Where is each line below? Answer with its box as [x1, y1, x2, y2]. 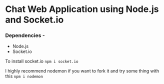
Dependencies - [5, 32, 45, 39]
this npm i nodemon [5, 73, 43, 79]
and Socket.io [5, 14, 64, 25]
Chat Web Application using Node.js [5, 3, 159, 15]
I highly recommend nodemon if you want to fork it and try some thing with [5, 68, 159, 74]
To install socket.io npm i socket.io [5, 58, 78, 64]
